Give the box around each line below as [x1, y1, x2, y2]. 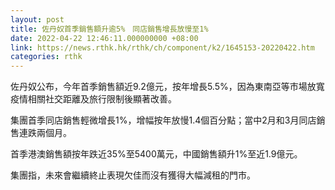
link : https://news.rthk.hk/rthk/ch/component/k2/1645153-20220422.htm [10, 42, 315, 53]
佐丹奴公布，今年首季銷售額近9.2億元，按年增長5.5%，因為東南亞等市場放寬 [10, 81, 325, 93]
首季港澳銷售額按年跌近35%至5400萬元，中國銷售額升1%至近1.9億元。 [10, 148, 303, 160]
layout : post [10, 14, 65, 25]
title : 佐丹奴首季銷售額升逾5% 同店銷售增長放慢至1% [10, 24, 209, 34]
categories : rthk [10, 52, 83, 62]
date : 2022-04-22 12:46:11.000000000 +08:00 [10, 33, 199, 43]
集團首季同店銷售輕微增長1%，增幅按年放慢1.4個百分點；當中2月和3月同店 [10, 114, 317, 126]
